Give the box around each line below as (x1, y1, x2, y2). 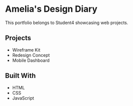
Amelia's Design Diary (5, 3, 98, 15)
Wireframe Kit (12, 47, 41, 53)
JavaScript (12, 95, 34, 101)
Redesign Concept (12, 52, 50, 58)
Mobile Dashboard (12, 57, 50, 63)
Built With (5, 72, 36, 80)
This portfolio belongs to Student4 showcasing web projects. (5, 20, 129, 26)
